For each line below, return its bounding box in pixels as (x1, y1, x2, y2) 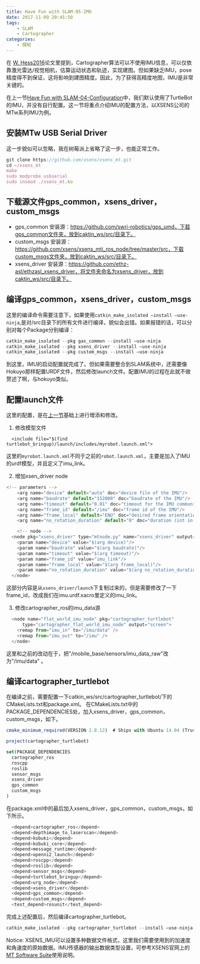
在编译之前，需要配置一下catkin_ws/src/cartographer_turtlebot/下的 (6, 693, 173, 700)
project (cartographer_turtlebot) (6, 738, 89, 744)
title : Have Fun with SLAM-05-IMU (6, 8, 92, 15)
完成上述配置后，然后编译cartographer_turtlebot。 (6, 913, 130, 921)
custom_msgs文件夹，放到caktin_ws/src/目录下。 (14, 252, 137, 260)
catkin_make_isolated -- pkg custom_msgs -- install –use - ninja (6, 349, 164, 355)
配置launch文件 (6, 394, 64, 405)
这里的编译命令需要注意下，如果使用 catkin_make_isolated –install (6, 311, 173, 319)
